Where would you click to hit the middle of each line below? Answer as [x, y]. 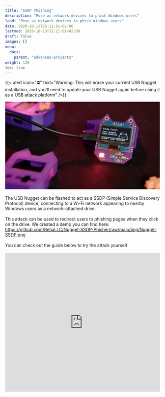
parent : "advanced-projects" [44, 57]
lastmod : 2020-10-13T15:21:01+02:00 [42, 31]
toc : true [15, 68]
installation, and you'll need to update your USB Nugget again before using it [82, 90]
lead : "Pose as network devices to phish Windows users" [65, 21]
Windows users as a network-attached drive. [51, 208]
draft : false [18, 36]
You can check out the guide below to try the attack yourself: [67, 245]
